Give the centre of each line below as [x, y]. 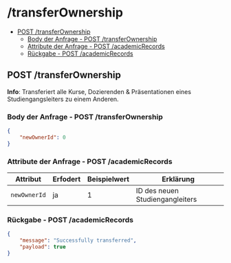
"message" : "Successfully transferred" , [78, 241]
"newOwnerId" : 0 [43, 137]
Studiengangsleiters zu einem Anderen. [63, 99]
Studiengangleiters [166, 199]
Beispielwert [108, 179]
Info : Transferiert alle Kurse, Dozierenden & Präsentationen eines [99, 91]
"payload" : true [43, 247]
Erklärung [178, 179]
